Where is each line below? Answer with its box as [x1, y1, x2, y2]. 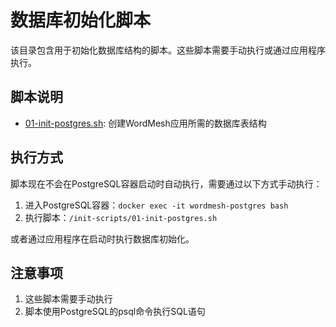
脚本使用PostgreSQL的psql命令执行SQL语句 [24, 306, 206, 318]
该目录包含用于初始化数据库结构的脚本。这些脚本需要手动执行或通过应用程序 [10, 44, 326, 56]
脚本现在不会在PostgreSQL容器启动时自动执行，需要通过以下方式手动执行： [10, 177, 323, 190]
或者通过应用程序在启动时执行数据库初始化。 [10, 232, 195, 245]
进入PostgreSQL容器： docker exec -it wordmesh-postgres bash [24, 199, 289, 211]
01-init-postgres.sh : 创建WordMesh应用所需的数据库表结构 [24, 117, 267, 129]
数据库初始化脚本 [10, 9, 152, 32]
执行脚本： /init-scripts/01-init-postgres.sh [24, 211, 218, 223]
